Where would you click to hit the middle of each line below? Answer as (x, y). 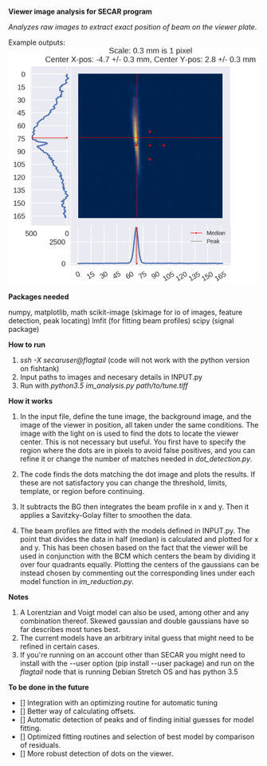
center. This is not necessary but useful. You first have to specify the (133, 442)
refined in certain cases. (59, 646)
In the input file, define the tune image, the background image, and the (135, 417)
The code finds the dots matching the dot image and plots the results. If (137, 475)
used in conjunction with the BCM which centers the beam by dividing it (138, 556)
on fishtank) (39, 369)
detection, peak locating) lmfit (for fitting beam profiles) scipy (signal (121, 321)
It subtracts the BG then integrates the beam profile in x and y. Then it (134, 507)
